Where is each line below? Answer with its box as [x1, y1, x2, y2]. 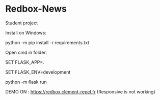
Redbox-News [5, 3, 67, 15]
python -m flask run [5, 79, 47, 85]
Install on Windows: [5, 29, 47, 36]
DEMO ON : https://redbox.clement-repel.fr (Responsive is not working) [5, 88, 155, 94]
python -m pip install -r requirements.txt [5, 39, 90, 46]
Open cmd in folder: [5, 49, 47, 55]
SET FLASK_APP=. [5, 59, 44, 65]
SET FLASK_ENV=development [5, 69, 71, 75]
